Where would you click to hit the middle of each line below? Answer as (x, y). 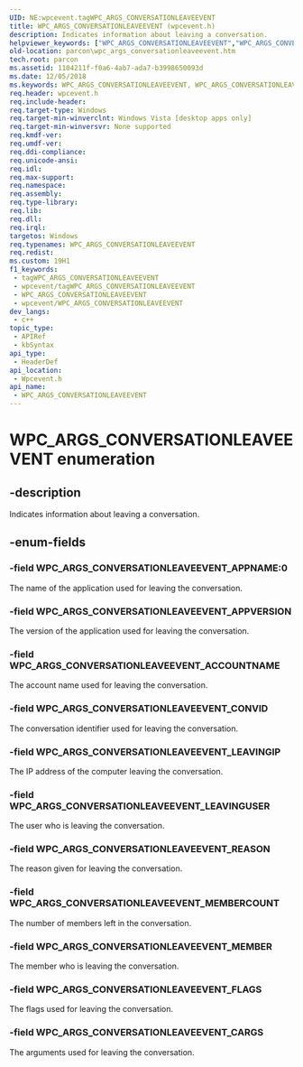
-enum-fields (47, 543)
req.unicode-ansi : (44, 160)
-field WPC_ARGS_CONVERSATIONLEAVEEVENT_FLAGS (136, 989)
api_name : (28, 387)
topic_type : (32, 329)
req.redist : (32, 253)
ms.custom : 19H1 (40, 261)
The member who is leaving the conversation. (94, 966)
